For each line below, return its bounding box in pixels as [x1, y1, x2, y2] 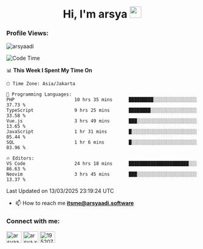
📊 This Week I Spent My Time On [6, 67, 92, 74]
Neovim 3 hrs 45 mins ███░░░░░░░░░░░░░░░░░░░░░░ [6, 171, 198, 178]
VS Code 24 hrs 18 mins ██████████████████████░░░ [6, 161, 198, 167]
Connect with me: [6, 217, 60, 225]
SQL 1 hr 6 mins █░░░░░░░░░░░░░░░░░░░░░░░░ [6, 139, 198, 146]
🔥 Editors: [6, 155, 35, 161]
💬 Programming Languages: [6, 91, 72, 97]
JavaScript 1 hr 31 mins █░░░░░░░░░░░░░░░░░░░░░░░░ [6, 128, 198, 135]
